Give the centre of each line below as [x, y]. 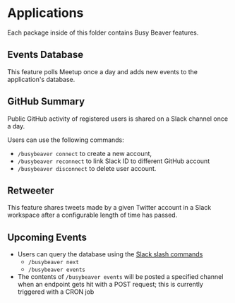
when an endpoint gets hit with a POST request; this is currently [110, 285]
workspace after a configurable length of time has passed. [92, 215]
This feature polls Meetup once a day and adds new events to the [103, 71]
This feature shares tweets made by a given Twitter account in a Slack [109, 208]
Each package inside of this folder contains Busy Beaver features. [103, 32]
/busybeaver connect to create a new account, [85, 153]
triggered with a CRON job [56, 292]
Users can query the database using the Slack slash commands [110, 254]
